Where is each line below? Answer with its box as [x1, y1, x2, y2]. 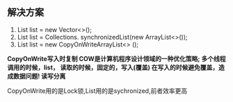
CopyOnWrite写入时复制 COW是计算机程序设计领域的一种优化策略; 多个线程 [7, 54, 226, 62]
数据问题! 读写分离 [13, 71, 66, 80]
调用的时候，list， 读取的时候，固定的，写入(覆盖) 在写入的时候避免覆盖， [7, 63, 219, 71]
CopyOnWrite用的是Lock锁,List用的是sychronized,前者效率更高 [7, 86, 188, 95]
